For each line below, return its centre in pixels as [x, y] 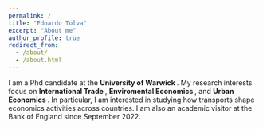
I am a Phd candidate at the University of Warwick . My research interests [130, 82]
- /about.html [39, 61]
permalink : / [30, 16]
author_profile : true [44, 38]
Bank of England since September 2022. [75, 116]
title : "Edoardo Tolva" [48, 23]
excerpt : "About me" [43, 30]
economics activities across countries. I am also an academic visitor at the [130, 107]
